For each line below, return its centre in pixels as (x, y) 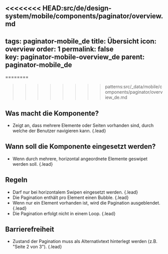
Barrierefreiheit (30, 230)
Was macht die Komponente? (52, 113)
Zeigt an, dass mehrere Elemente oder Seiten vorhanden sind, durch (83, 125)
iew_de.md (116, 97)
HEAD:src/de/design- (77, 8)
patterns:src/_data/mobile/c (134, 87)
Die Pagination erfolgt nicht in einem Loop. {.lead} (64, 213)
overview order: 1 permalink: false (59, 49)
